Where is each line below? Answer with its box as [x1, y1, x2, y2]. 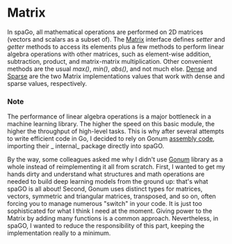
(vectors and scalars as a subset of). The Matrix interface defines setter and [7, 35, 226, 43]
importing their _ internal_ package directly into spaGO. [7, 142, 165, 150]
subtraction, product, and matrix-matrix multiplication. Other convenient [7, 57, 213, 65]
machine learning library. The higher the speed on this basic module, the [7, 120, 215, 128]
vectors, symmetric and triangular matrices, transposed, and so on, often [7, 192, 217, 200]
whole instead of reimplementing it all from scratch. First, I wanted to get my [7, 163, 226, 171]
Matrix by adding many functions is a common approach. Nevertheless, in [7, 214, 219, 223]
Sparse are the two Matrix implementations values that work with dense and [7, 71, 225, 80]
